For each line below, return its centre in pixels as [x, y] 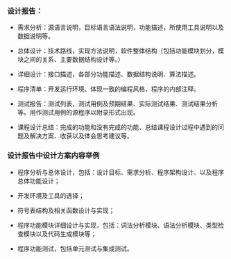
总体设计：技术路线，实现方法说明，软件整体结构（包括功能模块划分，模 [120, 51]
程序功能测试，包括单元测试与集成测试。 [75, 249]
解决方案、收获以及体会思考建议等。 [81, 136]
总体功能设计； [38, 181]
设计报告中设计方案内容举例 [53, 156]
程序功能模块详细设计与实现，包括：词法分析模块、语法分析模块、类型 [118, 225]
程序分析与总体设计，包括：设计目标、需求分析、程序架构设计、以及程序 [120, 172]
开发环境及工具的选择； [51, 195]
